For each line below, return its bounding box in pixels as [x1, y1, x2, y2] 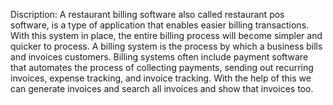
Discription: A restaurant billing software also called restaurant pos [10, 9, 285, 20]
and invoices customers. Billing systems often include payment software [10, 51, 309, 63]
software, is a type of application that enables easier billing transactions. [10, 19, 310, 31]
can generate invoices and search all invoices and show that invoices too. [10, 83, 314, 94]
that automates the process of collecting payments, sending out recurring [10, 62, 314, 73]
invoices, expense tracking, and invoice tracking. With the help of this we [10, 72, 312, 84]
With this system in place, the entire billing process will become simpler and [10, 30, 323, 41]
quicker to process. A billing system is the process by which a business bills [10, 40, 323, 52]
